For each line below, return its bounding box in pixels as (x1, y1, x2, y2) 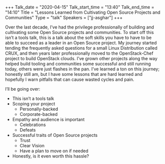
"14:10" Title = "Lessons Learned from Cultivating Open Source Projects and (5, 9, 161, 15)
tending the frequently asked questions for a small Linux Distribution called (5, 45, 158, 51)
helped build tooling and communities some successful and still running (5, 61, 151, 66)
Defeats (19, 127, 36, 132)
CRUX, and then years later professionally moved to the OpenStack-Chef (5, 50, 154, 56)
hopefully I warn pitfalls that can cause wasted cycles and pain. (5, 76, 134, 82)
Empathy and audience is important (12, 117, 85, 122)
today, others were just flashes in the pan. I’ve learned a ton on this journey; (5, 66, 160, 72)
